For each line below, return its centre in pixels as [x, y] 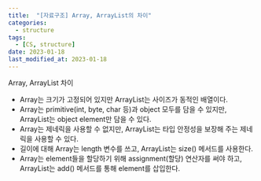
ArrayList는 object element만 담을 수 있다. [85, 119]
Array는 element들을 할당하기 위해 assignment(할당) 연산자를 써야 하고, [130, 158]
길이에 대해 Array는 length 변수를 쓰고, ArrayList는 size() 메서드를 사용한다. [136, 148]
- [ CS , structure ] [46, 45]
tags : [17, 37]
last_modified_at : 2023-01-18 [58, 60]
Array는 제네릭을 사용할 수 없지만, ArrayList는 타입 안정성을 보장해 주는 [129, 129]
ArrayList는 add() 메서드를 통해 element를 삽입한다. [100, 168]
